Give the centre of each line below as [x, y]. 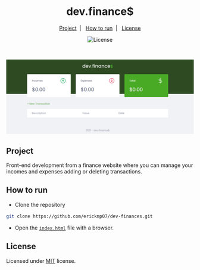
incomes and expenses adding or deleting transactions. [74, 172]
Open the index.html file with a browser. [64, 228]
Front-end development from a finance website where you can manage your [100, 165]
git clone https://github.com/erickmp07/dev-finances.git [79, 216]
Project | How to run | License [100, 28]
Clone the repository [40, 204]
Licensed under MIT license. [41, 260]
